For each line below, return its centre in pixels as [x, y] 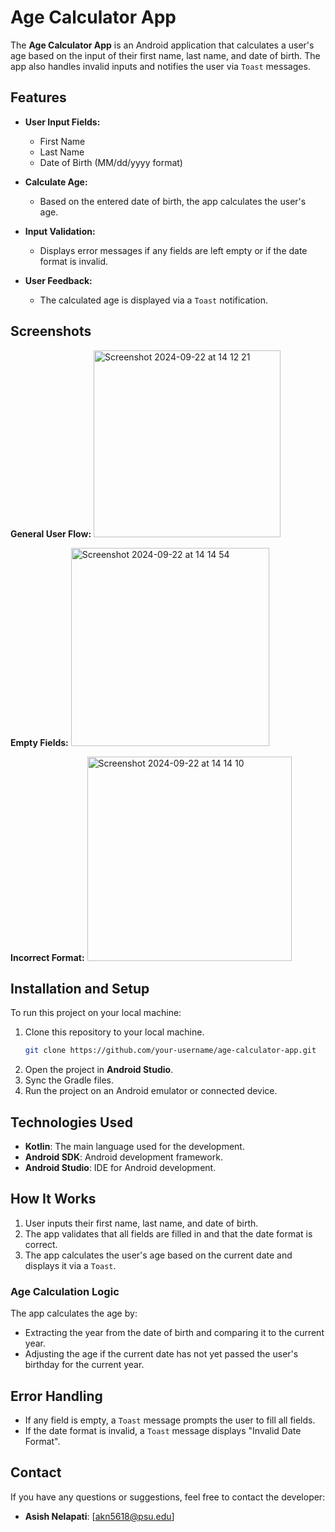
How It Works [53, 1199]
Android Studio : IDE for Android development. [120, 1168]
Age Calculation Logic [65, 1291]
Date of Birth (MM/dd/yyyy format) [111, 162]
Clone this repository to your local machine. [114, 1032]
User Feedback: [58, 280]
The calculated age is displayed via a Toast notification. [154, 300]
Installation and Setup [80, 988]
